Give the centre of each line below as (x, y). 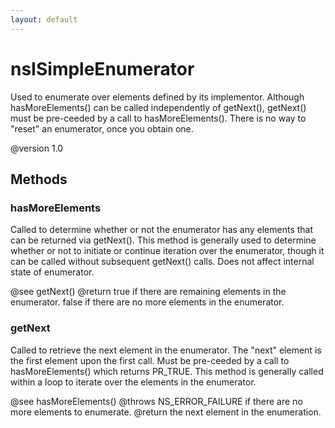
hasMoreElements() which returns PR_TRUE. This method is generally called (167, 371)
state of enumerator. (52, 272)
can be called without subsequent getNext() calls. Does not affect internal (162, 262)
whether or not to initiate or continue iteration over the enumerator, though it (167, 251)
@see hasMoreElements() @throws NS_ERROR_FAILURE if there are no (156, 401)
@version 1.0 (37, 148)
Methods (39, 179)
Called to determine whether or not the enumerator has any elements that (162, 230)
